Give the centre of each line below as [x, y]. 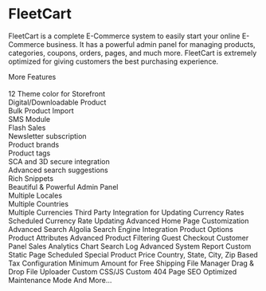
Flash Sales [27, 128]
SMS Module [29, 119]
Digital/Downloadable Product [57, 102]
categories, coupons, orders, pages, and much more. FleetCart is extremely [133, 53]
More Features [32, 77]
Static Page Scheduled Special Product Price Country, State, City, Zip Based [133, 254]
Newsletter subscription [47, 136]
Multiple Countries [39, 203]
